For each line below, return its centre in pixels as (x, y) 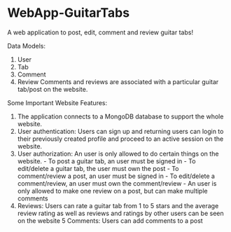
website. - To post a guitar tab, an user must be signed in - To (106, 161)
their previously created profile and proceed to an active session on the (120, 139)
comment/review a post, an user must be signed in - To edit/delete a (116, 176)
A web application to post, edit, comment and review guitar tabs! (100, 32)
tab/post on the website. (52, 89)
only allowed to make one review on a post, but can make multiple (112, 191)
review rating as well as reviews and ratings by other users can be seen (120, 213)
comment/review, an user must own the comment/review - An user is (117, 183)
